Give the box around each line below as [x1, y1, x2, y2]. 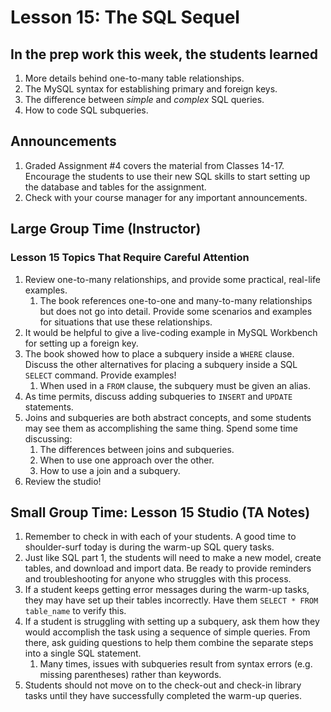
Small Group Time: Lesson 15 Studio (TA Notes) [10, 504, 311, 521]
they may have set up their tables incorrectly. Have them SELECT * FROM [24, 594, 319, 606]
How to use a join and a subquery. [39, 464, 181, 476]
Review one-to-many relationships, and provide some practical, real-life [24, 273, 321, 285]
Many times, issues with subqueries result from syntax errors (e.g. [39, 658, 313, 670]
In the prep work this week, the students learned [10, 46, 319, 63]
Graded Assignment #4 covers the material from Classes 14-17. [24, 159, 285, 171]
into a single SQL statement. [24, 647, 142, 660]
